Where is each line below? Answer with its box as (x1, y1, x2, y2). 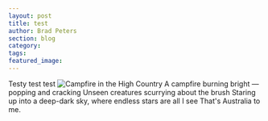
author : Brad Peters (8, 27, 78, 35)
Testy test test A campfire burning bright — (8, 78, 259, 89)
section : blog (8, 34, 56, 43)
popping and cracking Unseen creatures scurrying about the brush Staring (8, 87, 256, 97)
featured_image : (8, 57, 63, 65)
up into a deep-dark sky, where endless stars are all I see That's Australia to (8, 96, 261, 106)
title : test (8, 19, 48, 27)
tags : (8, 49, 27, 57)
